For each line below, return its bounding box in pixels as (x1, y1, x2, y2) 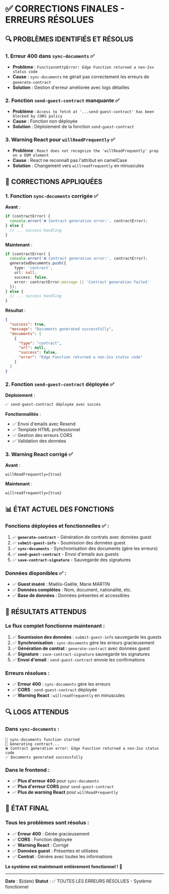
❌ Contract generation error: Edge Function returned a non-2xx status (5, 746, 159, 751)
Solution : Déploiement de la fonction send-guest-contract (12, 124, 134, 130)
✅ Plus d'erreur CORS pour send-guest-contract (12, 784, 114, 790)
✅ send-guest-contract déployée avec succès (5, 402, 101, 407)
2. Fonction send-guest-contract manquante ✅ (5, 97, 120, 104)
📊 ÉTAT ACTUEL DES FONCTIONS (5, 505, 114, 514)
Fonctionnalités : (5, 411, 41, 417)
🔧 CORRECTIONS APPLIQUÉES (5, 177, 103, 186)
